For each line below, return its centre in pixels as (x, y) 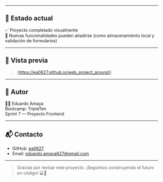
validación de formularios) (31, 41)
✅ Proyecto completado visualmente (42, 30)
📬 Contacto (24, 134)
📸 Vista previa (26, 60)
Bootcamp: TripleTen (26, 109)
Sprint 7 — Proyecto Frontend (35, 114)
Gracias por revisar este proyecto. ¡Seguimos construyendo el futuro (85, 167)
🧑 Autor (17, 92)
